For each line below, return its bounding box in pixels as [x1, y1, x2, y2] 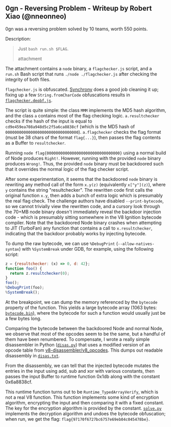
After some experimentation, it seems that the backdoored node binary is [5, 176, 158, 182]
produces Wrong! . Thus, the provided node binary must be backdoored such [5, 160, 164, 167]
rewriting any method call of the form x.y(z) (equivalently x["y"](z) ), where [5, 181, 166, 188]
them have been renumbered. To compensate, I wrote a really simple [5, 336, 150, 342]
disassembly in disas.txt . [5, 352, 60, 358]
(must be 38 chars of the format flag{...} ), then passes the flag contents [5, 134, 161, 140]
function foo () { [5, 266, 42, 271]
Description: [5, 35, 31, 42]
